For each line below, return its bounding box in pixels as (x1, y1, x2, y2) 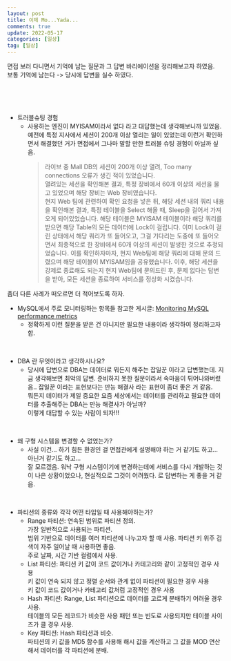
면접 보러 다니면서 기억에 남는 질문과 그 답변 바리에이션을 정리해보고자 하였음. (7, 62, 215, 70)
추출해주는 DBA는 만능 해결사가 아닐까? (40, 400, 147, 408)
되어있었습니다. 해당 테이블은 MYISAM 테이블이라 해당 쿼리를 (57, 215, 223, 222)
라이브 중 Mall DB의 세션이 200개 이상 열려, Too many (44, 163, 192, 171)
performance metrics (17, 312, 78, 320)
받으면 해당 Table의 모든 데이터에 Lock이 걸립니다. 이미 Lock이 (44, 223, 215, 231)
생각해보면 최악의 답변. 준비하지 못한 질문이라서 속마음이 (34, 374, 186, 382)
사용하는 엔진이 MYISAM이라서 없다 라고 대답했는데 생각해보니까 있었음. (27, 122, 222, 130)
